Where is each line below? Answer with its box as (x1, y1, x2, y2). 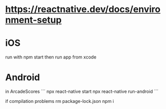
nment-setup (5, 14, 62, 26)
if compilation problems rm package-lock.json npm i (5, 98, 114, 104)
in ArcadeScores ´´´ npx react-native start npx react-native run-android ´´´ (5, 88, 158, 94)
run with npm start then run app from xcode (5, 54, 97, 60)
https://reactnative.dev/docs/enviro (5, 4, 161, 15)
